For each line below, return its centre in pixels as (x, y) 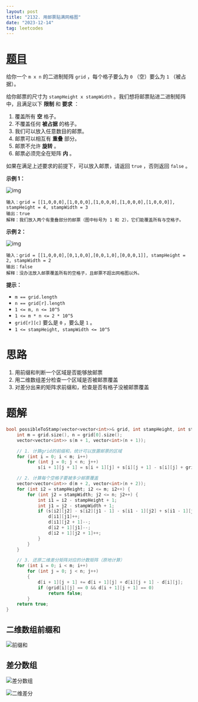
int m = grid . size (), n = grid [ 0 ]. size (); (70, 435)
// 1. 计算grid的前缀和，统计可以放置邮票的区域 (70, 451)
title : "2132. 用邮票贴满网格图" (44, 17)
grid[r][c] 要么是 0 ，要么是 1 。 (55, 323)
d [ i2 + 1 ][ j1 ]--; (70, 528)
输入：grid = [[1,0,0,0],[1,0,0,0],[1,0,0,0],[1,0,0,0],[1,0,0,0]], (91, 202)
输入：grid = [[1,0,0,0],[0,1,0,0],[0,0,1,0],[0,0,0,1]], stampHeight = (96, 256)
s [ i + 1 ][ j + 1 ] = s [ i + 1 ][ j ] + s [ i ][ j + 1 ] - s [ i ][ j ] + (110, 467)
